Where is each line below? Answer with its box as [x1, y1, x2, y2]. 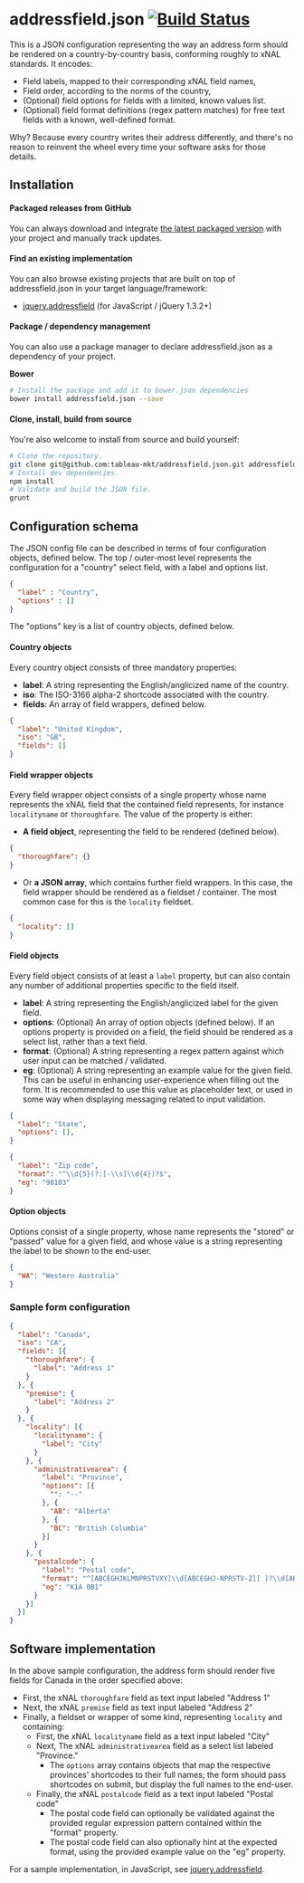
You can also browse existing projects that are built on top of [9, 272, 236, 284]
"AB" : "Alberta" [49, 1506, 111, 1515]
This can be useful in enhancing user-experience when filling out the [22, 1074, 280, 1085]
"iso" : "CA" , [17, 1338, 67, 1348]
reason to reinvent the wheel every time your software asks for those [9, 141, 267, 152]
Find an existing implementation [9, 253, 133, 264]
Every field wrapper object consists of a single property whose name [9, 789, 267, 800]
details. [9, 150, 37, 162]
